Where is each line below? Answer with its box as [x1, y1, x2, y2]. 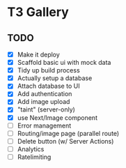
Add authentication [17, 90, 72, 98]
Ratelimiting [17, 153, 52, 161]
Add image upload [17, 98, 70, 106]
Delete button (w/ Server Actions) [17, 137, 114, 145]
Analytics [17, 144, 45, 153]
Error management [17, 121, 72, 130]
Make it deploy [17, 50, 61, 59]
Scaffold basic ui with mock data [17, 59, 111, 67]
